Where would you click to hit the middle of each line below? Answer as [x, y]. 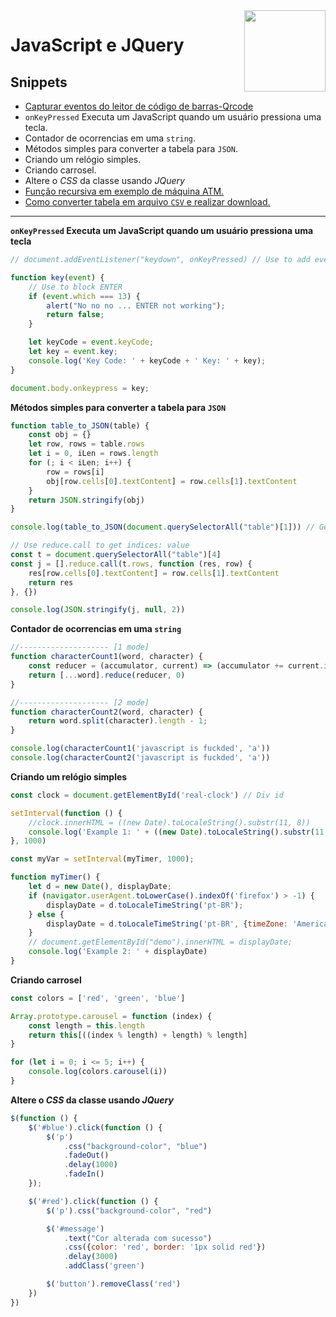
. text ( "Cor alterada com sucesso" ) [138, 1238]
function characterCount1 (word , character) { [106, 657]
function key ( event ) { [57, 277]
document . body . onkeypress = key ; [80, 388]
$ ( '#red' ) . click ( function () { [93, 1201]
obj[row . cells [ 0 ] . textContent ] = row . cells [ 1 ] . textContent [172, 481]
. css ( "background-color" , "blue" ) [135, 1146]
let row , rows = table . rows [86, 444]
